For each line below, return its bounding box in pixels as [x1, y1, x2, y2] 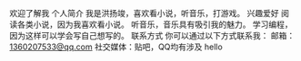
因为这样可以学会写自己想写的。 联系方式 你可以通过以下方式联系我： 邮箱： [9, 30, 296, 40]
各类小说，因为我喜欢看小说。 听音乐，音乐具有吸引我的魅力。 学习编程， [16, 19, 293, 30]
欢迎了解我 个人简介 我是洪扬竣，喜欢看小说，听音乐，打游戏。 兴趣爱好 [9, 8, 279, 18]
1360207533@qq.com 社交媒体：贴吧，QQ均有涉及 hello [9, 41, 223, 52]
